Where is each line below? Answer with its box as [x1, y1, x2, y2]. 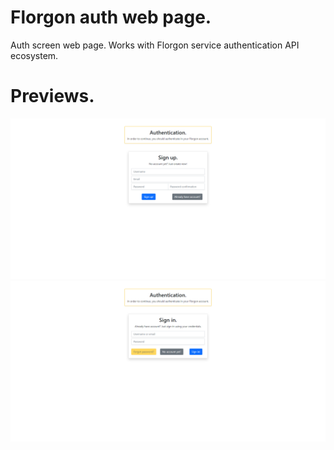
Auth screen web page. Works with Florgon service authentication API [10, 39, 300, 51]
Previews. [10, 85, 95, 108]
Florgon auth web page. [10, 6, 212, 29]
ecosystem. [10, 49, 59, 61]
